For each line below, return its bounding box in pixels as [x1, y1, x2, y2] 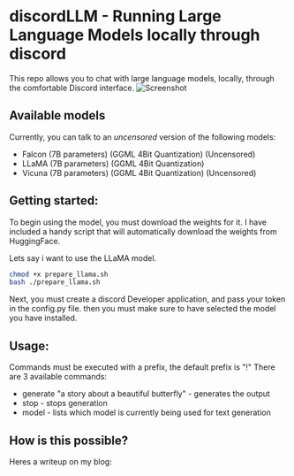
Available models [9, 108, 106, 123]
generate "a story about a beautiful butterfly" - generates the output [21, 388, 271, 399]
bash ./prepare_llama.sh [9, 278, 101, 287]
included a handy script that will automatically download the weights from [9, 226, 277, 236]
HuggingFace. [9, 235, 61, 246]
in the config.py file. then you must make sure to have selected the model [9, 303, 276, 314]
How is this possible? [9, 433, 129, 448]
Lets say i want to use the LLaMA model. [9, 252, 157, 263]
